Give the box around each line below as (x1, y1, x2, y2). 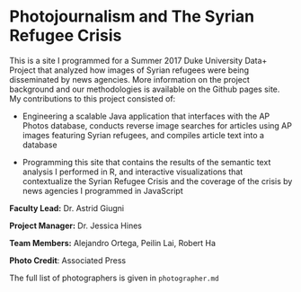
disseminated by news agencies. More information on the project (9, 74, 250, 84)
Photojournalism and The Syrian (9, 6, 254, 27)
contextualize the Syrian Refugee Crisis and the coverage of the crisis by (22, 175, 293, 186)
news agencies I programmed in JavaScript (22, 185, 183, 196)
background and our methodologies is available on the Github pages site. (9, 84, 280, 94)
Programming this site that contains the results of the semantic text (22, 156, 271, 167)
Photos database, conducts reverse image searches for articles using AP (22, 119, 292, 131)
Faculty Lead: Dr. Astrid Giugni (9, 202, 124, 213)
